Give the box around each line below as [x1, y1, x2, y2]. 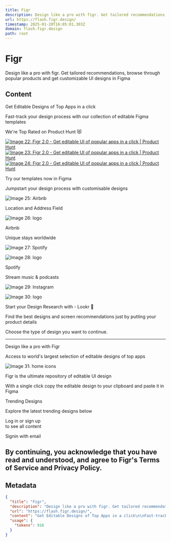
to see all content [5, 423, 42, 429]
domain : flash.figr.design [5, 26, 63, 32]
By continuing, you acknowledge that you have [5, 448, 157, 457]
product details [5, 319, 37, 325]
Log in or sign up [5, 418, 41, 424]
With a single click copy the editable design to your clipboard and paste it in [5, 383, 164, 389]
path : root [5, 31, 28, 36]
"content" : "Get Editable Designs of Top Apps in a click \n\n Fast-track [10, 514, 167, 519]
